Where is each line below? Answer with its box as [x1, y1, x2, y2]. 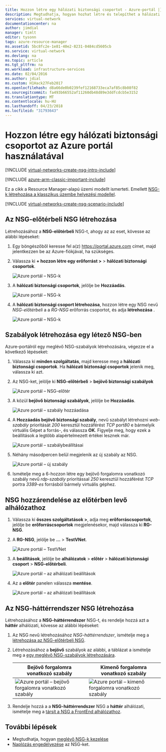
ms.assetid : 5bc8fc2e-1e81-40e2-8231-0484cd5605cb [5, 44, 112, 49]
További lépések [5, 723, 57, 731]
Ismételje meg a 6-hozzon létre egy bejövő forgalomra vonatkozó [12, 471, 146, 477]
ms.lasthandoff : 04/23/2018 [5, 104, 63, 109]
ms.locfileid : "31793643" [5, 108, 58, 114]
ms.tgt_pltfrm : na [5, 62, 43, 67]
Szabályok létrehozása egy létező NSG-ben [5, 331, 142, 339]
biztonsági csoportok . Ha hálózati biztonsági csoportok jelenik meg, [12, 364, 155, 370]
